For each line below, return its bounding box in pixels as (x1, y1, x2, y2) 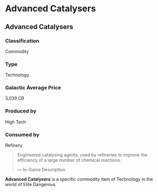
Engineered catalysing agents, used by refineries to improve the (17, 152, 148, 158)
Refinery (5, 142, 23, 148)
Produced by (5, 108, 37, 115)
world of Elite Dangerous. (5, 182, 57, 188)
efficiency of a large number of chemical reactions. (17, 157, 121, 163)
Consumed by (5, 131, 39, 138)
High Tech (5, 119, 26, 125)
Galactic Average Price (5, 84, 61, 91)
